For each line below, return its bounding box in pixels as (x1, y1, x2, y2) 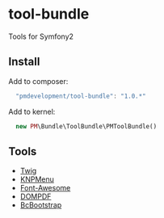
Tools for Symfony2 (8, 31, 74, 41)
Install (8, 55, 40, 69)
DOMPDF (19, 191, 52, 202)
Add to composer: (8, 76, 69, 86)
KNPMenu (19, 174, 55, 184)
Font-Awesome (19, 183, 71, 193)
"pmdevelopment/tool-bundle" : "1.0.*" (15, 92, 147, 100)
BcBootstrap (19, 200, 62, 210)
